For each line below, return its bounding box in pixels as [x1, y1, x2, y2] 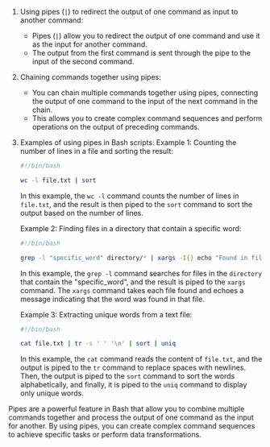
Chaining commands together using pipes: [19, 72, 161, 81]
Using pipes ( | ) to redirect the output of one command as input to [19, 7, 239, 16]
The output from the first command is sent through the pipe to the [31, 48, 251, 57]
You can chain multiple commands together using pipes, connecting [31, 88, 259, 97]
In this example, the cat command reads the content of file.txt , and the [19, 354, 263, 364]
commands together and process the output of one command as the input [8, 412, 254, 422]
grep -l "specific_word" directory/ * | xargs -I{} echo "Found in [19, 254, 248, 262]
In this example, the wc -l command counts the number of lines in [19, 191, 239, 201]
